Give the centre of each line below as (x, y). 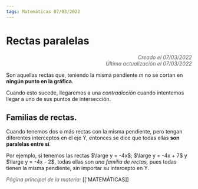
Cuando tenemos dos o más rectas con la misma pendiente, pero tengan (94, 132)
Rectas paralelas (48, 40)
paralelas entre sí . (29, 144)
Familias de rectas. (42, 117)
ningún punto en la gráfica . (40, 81)
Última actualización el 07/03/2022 (149, 63)
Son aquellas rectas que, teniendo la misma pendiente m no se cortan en (95, 75)
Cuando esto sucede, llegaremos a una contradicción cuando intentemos (95, 93)
